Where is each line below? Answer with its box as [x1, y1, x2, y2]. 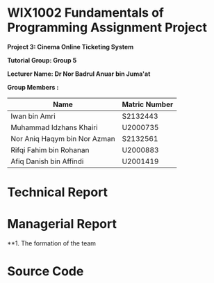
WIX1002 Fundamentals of [7, 5, 165, 21]
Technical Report [7, 184, 108, 200]
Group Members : [7, 83, 59, 91]
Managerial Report [7, 216, 117, 232]
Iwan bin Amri [10, 111, 56, 121]
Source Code [7, 264, 84, 280]
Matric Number [122, 99, 174, 109]
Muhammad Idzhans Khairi [10, 122, 99, 132]
